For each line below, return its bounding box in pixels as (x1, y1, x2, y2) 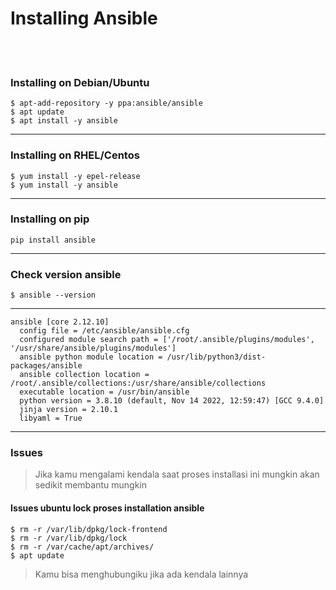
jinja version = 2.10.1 (19, 405, 118, 415)
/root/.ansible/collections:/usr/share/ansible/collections (10, 378, 267, 389)
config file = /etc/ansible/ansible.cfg (19, 326, 190, 336)
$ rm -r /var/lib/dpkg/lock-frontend (10, 524, 168, 534)
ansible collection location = (19, 370, 150, 380)
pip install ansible (10, 235, 97, 245)
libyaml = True (19, 413, 83, 424)
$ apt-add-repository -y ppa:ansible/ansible (10, 98, 203, 109)
